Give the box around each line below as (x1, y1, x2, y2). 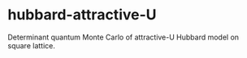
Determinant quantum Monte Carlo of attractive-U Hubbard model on (7, 32, 240, 42)
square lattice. (7, 40, 56, 50)
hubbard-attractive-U (7, 6, 157, 24)
